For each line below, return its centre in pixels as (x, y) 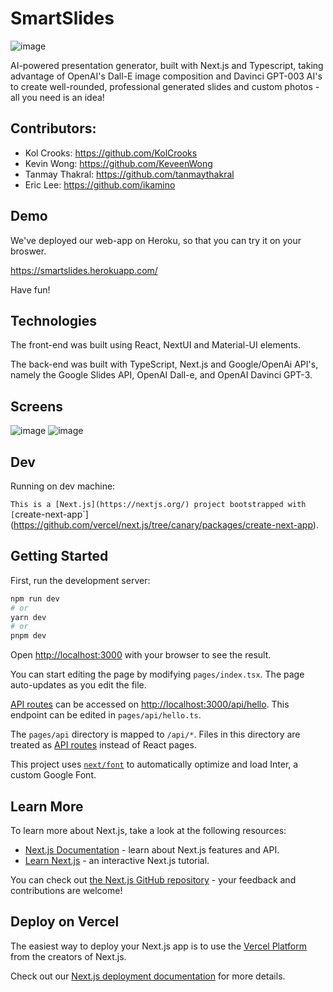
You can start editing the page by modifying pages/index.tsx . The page (157, 674)
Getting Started (59, 556)
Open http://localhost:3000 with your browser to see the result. (141, 655)
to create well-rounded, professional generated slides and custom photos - (165, 86)
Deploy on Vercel (65, 922)
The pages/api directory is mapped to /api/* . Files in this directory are (155, 734)
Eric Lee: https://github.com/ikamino (100, 184)
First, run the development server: (80, 580)
